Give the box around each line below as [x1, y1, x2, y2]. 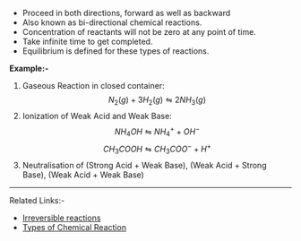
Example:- [9, 63, 49, 73]
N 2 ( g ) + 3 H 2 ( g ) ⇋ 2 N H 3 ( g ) [107, 94, 207, 107]
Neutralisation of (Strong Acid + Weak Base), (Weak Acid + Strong [21, 159, 267, 170]
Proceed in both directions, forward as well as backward [21, 8, 231, 18]
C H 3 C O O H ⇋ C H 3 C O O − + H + [102, 142, 212, 156]
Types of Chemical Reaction [21, 221, 127, 232]
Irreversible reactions [21, 212, 101, 223]
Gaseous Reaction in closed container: [21, 81, 165, 90]
